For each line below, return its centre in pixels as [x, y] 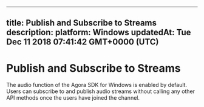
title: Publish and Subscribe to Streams [81, 23]
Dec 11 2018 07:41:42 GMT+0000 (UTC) [83, 42]
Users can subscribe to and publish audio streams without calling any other [101, 91]
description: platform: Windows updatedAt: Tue [99, 33]
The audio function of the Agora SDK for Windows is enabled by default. [97, 85]
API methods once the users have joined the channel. [73, 98]
